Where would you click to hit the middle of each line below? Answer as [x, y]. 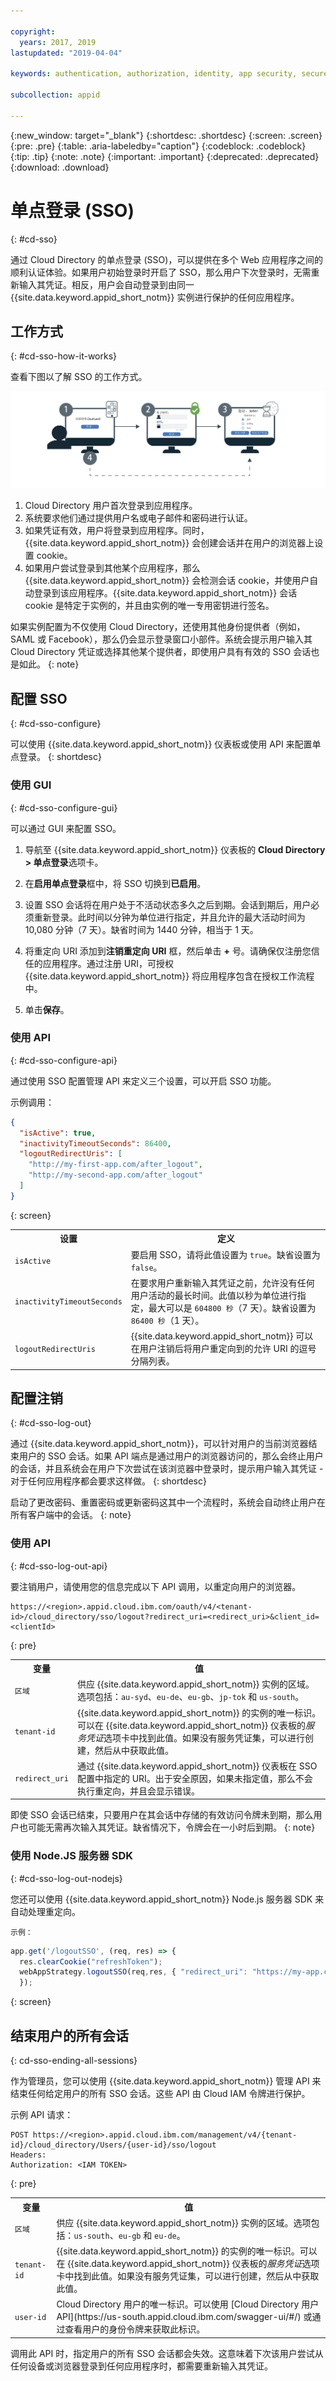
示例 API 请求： [42, 2115]
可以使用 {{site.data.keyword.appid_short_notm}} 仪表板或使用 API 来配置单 [166, 744]
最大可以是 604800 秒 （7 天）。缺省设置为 [232, 1307]
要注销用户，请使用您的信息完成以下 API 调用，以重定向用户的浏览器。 [156, 1586]
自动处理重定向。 [45, 1911]
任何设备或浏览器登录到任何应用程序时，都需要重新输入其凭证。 [141, 2366]
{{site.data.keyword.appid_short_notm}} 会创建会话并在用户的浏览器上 [169, 543]
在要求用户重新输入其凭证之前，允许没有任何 [222, 1282]
